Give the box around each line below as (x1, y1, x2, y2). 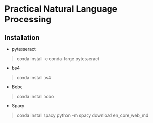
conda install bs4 (16, 75, 52, 80)
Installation (4, 33, 40, 41)
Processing (4, 14, 52, 25)
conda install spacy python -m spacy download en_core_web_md (16, 112, 149, 118)
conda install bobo (16, 94, 54, 99)
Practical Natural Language (4, 3, 118, 15)
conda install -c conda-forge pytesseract (16, 56, 100, 61)
